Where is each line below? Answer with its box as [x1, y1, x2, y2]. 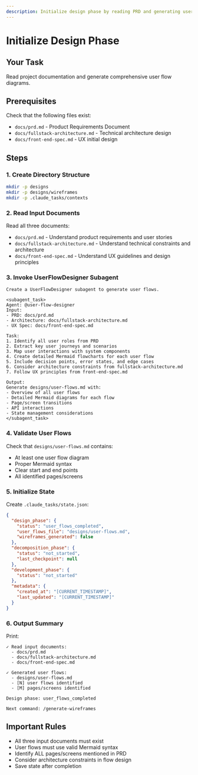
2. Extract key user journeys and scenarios [6, 343, 117, 349]
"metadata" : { [11, 584, 46, 589]
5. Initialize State [6, 487, 55, 495]
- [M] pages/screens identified [11, 685, 91, 691]
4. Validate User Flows [6, 429, 72, 438]
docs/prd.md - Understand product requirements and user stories [14, 234, 173, 241]
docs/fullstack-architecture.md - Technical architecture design [14, 130, 171, 137]
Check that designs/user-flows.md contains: [6, 442, 114, 449]
